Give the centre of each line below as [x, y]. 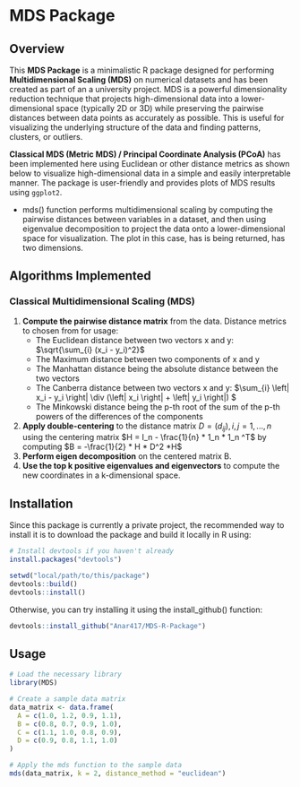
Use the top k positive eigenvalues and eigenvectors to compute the [151, 466]
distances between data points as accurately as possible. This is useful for [147, 118]
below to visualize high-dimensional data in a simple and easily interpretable [150, 173]
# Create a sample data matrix [68, 699]
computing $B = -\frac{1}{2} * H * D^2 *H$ [102, 447]
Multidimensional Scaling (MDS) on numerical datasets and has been [139, 80]
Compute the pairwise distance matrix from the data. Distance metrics [154, 321]
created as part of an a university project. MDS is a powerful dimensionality [148, 89]
